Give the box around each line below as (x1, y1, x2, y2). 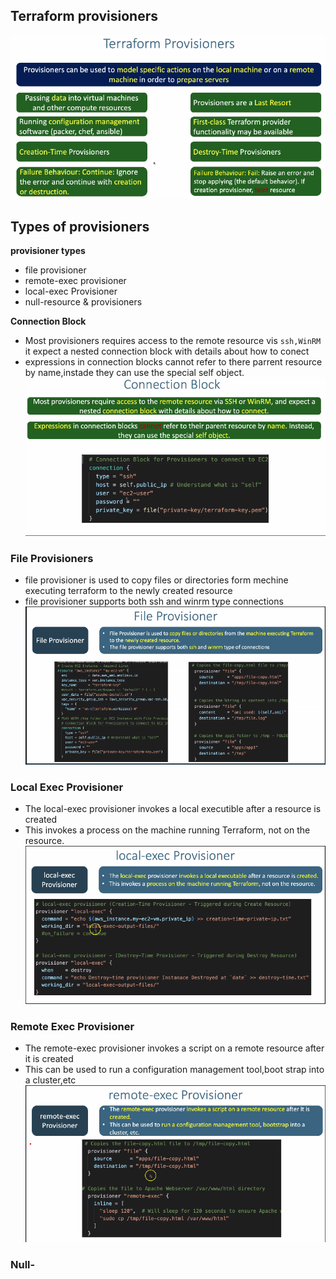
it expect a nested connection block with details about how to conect (24, 345, 310, 358)
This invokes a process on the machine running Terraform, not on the (24, 824, 311, 836)
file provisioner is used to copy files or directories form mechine (24, 574, 289, 586)
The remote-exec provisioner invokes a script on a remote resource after (24, 1042, 325, 1054)
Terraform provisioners (10, 8, 158, 25)
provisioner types (10, 245, 86, 257)
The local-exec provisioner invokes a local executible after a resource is (24, 803, 322, 815)
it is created (24, 1052, 74, 1064)
